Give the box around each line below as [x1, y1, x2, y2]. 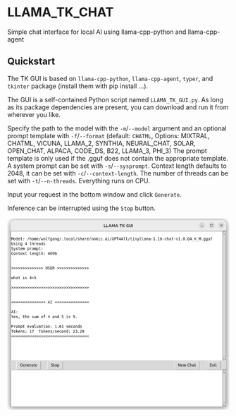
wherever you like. [7, 110, 61, 118]
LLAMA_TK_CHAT [7, 4, 114, 20]
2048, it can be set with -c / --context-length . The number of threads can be [7, 169, 229, 177]
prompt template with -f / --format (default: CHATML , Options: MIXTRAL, [7, 131, 210, 140]
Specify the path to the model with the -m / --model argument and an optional [7, 124, 227, 133]
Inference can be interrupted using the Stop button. [7, 204, 156, 212]
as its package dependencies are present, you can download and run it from [7, 103, 229, 111]
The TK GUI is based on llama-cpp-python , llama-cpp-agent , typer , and [7, 74, 213, 82]
